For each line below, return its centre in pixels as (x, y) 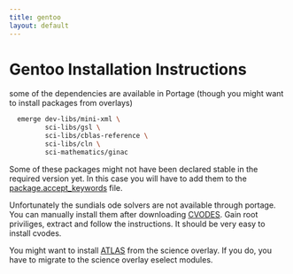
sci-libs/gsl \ (73, 128)
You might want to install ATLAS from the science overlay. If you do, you (141, 250)
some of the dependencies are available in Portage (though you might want (146, 94)
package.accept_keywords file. (66, 187)
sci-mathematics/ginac (86, 152)
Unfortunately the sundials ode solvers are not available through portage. (143, 205)
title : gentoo (35, 17)
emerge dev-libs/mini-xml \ (69, 119)
